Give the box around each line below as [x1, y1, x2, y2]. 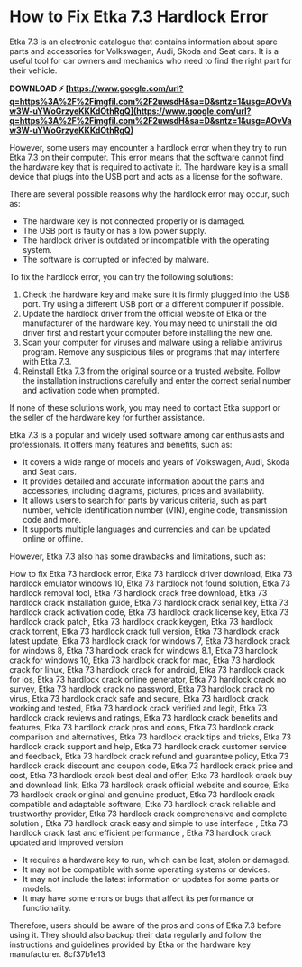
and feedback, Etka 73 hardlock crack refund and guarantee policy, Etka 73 [9, 750, 289, 761]
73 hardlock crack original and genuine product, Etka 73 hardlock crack [9, 788, 275, 800]
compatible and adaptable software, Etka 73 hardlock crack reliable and [9, 798, 277, 809]
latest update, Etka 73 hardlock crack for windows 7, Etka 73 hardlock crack [9, 635, 291, 646]
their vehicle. [9, 65, 58, 76]
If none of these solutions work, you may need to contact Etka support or [9, 402, 281, 413]
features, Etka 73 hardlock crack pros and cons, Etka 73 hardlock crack [9, 721, 275, 732]
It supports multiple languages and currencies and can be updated [22, 524, 270, 535]
